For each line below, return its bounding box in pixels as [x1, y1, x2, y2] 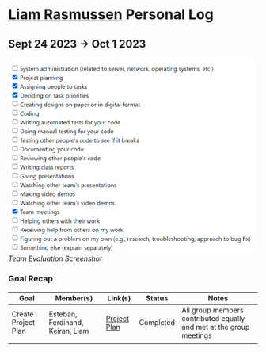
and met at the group [181, 322, 250, 331]
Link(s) [107, 293, 131, 303]
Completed [139, 318, 176, 327]
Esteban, [48, 309, 78, 319]
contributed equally [181, 313, 245, 323]
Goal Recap [8, 274, 54, 285]
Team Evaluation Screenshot [8, 254, 103, 263]
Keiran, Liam [48, 327, 89, 336]
